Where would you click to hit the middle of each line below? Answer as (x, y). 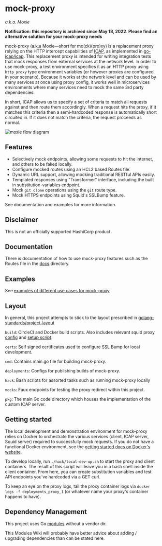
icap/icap (14, 56)
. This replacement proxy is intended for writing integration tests (87, 56)
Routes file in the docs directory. (37, 264)
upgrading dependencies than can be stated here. (55, 538)
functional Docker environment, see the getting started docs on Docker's (78, 447)
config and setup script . (29, 337)
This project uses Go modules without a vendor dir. (56, 524)
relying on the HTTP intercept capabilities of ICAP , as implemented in (74, 51)
